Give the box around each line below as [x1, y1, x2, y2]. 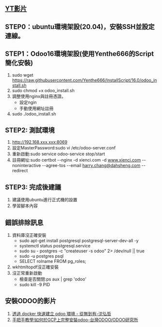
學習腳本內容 [12, 203, 38, 209]
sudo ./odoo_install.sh [12, 111, 57, 116]
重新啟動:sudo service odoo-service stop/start [12, 151, 105, 157]
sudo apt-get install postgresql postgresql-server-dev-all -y [19, 238, 139, 244]
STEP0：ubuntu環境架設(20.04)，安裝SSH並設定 [5, 22, 155, 31]
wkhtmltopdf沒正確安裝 [12, 264, 59, 270]
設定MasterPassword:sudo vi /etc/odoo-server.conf [12, 145, 116, 151]
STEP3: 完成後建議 [5, 183, 62, 191]
